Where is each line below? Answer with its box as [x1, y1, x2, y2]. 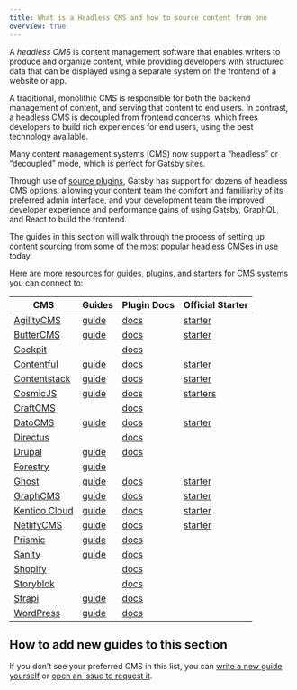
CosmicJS [13, 386, 58, 399]
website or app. [9, 75, 67, 86]
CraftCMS [13, 402, 56, 414]
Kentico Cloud [13, 504, 74, 516]
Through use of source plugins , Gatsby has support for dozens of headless [9, 175, 288, 186]
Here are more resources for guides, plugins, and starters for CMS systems [9, 268, 289, 278]
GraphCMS [13, 489, 61, 502]
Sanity [13, 548, 41, 560]
